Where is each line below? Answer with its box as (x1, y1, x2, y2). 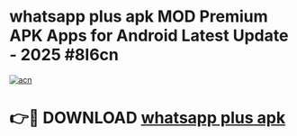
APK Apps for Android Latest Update (9, 25, 289, 46)
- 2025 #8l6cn (9, 45, 120, 65)
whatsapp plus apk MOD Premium (9, 6, 268, 27)
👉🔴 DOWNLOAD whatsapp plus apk (9, 108, 286, 128)
